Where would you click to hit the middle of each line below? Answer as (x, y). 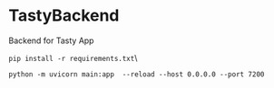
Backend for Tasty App (51, 40)
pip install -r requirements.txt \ (73, 57)
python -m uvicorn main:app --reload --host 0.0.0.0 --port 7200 (137, 74)
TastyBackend (64, 16)
